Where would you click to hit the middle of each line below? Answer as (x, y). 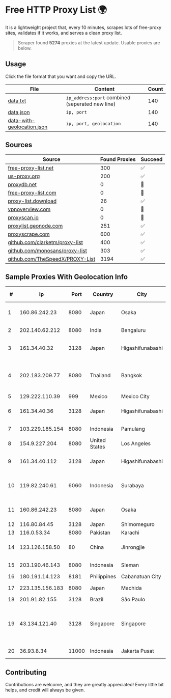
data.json (19, 112)
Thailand (100, 376)
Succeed (152, 159)
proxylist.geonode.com (35, 226)
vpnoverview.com (29, 209)
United (98, 440)
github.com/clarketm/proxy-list (45, 242)
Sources (19, 145)
